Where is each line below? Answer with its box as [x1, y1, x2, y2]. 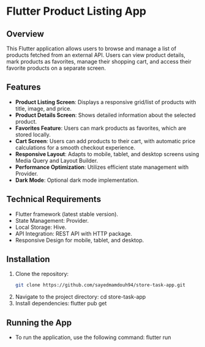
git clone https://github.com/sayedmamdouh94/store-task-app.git [15, 282, 185, 288]
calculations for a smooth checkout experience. [15, 144, 136, 151]
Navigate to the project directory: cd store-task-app [15, 293, 146, 300]
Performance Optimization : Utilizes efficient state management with [15, 163, 188, 171]
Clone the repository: [15, 271, 69, 278]
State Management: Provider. [15, 217, 89, 224]
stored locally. [15, 130, 51, 138]
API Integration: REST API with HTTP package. [15, 229, 133, 237]
